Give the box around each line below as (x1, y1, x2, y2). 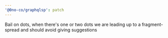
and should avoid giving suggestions (20, 26, 97, 33)
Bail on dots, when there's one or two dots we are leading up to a (5, 21, 141, 27)
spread (5, 26, 20, 33)
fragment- (142, 21, 163, 27)
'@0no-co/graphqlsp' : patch (5, 7, 64, 13)
